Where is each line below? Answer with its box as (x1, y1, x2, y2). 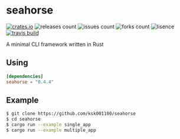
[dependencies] (6, 73, 44, 80)
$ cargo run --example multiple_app (6, 127, 96, 133)
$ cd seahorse (6, 116, 41, 123)
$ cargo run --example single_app (6, 122, 91, 128)
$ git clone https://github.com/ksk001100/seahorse (6, 111, 136, 117)
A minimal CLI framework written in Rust (6, 41, 104, 48)
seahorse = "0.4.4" (6, 79, 54, 85)
